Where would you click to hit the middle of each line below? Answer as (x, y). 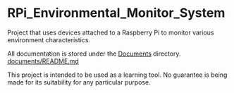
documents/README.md (43, 61)
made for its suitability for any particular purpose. (79, 82)
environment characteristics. (49, 39)
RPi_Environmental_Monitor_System (116, 13)
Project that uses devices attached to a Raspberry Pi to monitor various (111, 32)
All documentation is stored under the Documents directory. (94, 54)
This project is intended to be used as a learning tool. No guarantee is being (117, 75)
